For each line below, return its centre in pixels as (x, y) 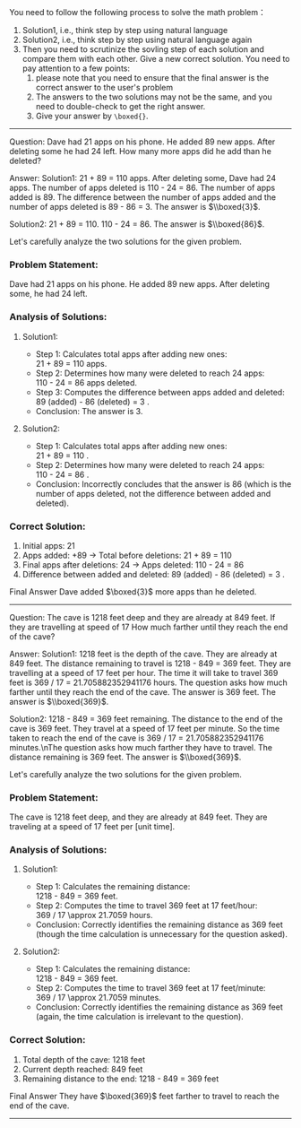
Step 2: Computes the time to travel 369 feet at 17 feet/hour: (146, 906)
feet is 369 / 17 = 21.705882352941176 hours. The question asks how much (149, 682)
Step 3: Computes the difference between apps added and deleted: (160, 392)
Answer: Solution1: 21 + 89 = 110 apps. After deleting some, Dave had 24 (142, 178)
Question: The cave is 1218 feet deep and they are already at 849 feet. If (142, 617)
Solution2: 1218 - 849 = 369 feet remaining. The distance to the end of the (146, 718)
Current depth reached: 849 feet (82, 1069)
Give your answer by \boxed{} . (92, 116)
